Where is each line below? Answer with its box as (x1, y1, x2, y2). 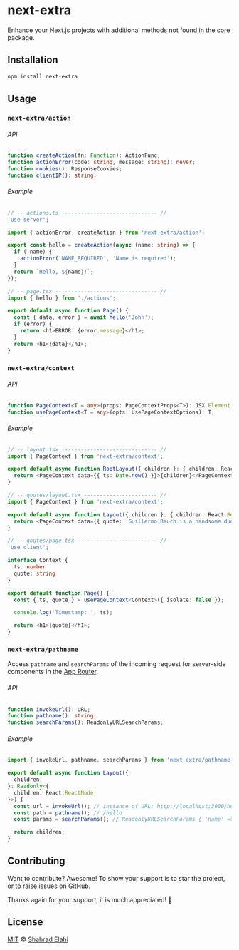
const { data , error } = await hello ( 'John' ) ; (14, 314, 154, 321)
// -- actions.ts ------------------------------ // (7, 209, 167, 216)
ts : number (14, 563, 46, 571)
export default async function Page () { (7, 307, 129, 315)
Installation (7, 54, 58, 66)
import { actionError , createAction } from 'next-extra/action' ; (7, 229, 205, 236)
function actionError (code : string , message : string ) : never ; (7, 159, 196, 166)
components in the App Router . (7, 668, 98, 676)
